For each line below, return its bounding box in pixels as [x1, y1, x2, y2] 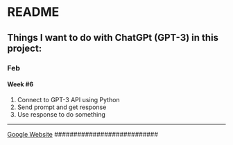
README [7, 4, 60, 20]
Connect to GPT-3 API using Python [17, 95, 120, 104]
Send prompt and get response [17, 103, 107, 111]
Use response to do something [17, 110, 106, 118]
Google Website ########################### [7, 130, 158, 138]
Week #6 [7, 80, 34, 88]
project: [7, 42, 42, 54]
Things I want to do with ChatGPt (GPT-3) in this [7, 32, 219, 43]
